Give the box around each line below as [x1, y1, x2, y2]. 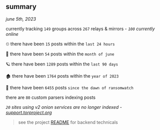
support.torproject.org [6, 109, 52, 115]
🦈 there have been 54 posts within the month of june [6, 51, 115, 57]
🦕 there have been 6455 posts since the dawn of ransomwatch [6, 84, 134, 91]
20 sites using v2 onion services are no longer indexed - [6, 104, 122, 110]
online [6, 31, 19, 37]
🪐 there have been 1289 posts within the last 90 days [6, 61, 118, 67]
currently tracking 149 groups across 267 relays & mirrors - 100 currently [6, 26, 155, 32]
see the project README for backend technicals [18, 119, 118, 125]
